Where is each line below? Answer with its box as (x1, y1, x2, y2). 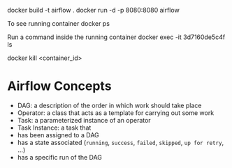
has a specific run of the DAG (17, 153, 103, 161)
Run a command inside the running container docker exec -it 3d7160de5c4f (7, 33, 226, 41)
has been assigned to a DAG (17, 130, 99, 139)
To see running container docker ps (7, 20, 110, 27)
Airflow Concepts (7, 78, 112, 94)
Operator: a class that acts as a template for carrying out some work (17, 108, 215, 117)
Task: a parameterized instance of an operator (17, 116, 152, 124)
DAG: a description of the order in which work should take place (17, 101, 202, 109)
